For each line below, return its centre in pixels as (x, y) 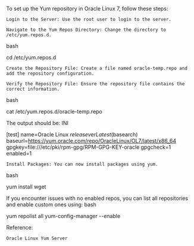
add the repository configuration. (50, 74)
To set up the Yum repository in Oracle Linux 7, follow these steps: (87, 9)
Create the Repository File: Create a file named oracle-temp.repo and (97, 68)
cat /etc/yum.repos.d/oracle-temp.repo (54, 111)
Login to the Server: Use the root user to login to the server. (89, 20)
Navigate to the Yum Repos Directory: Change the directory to (86, 30)
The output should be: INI (37, 123)
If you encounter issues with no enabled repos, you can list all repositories (97, 198)
